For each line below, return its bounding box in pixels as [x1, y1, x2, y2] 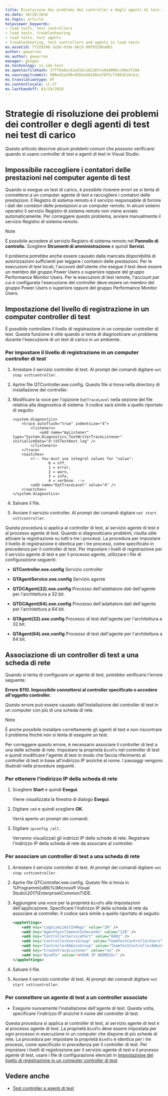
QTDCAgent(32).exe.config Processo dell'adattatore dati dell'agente [12, 586, 156, 592]
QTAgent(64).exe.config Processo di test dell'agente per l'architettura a [12, 631, 162, 637]
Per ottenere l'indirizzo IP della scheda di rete [5, 775, 117, 782]
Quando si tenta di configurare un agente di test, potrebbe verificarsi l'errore [5, 672, 163, 678]
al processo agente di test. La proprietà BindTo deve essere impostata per [5, 1025, 157, 1031]
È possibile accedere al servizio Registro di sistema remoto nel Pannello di [5, 238, 159, 244]
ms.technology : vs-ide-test [5, 63, 64, 68]
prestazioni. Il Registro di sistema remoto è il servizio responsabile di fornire [5, 197, 161, 203]
